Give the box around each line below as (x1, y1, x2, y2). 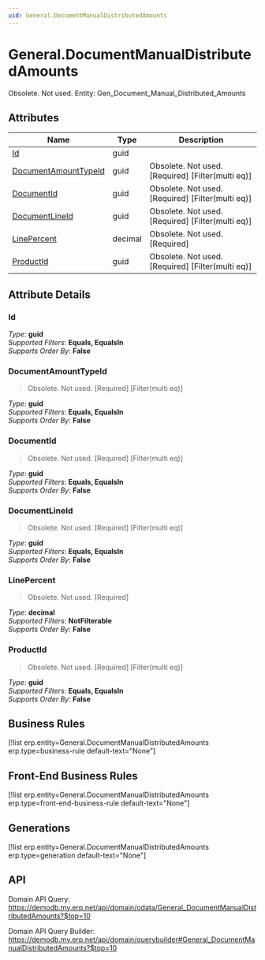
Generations (8, 821, 71, 835)
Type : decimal (8, 608, 55, 617)
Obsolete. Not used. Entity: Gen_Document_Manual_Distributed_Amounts (8, 88, 246, 98)
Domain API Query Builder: (8, 926, 95, 936)
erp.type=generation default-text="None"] (8, 850, 147, 860)
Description (178, 135, 224, 146)
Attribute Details (8, 288, 91, 301)
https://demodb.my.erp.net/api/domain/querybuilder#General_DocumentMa (8, 935, 256, 944)
